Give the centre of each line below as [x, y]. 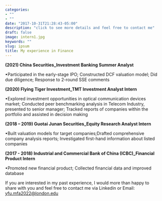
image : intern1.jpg [25, 37]
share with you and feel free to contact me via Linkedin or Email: [70, 188]
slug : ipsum [17, 46]
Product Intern [20, 158]
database [15, 173]
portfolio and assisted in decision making [47, 114]
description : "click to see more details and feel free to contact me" [80, 28]
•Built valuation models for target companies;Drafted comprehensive [75, 133]
